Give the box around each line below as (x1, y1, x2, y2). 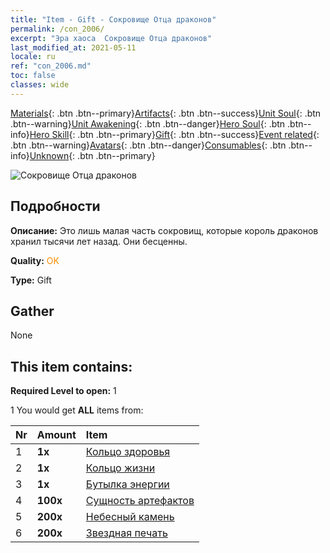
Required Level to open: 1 (10, 385, 117, 397)
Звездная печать (85, 526, 168, 540)
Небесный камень (85, 510, 175, 524)
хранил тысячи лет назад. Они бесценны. (10, 235, 188, 247)
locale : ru (10, 52, 56, 62)
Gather (10, 302, 55, 320)
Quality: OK (10, 254, 60, 266)
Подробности (10, 198, 101, 215)
